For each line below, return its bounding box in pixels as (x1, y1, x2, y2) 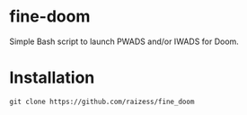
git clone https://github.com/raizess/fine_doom (9, 97, 195, 106)
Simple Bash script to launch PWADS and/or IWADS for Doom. (9, 36, 240, 47)
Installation (9, 67, 95, 88)
